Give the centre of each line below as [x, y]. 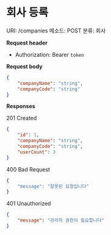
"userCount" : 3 [37, 152]
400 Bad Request [28, 169]
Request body [24, 66]
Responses [21, 106]
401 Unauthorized [29, 204]
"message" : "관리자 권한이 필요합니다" [61, 220]
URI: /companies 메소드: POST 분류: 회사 [56, 31]
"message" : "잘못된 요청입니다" [53, 186]
